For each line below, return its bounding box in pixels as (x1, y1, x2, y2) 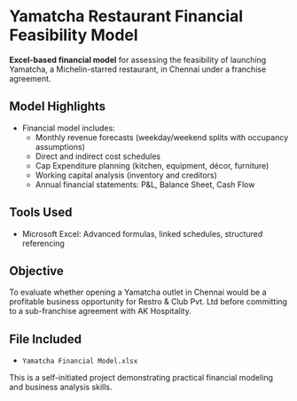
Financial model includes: (21, 122, 115, 133)
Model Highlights (9, 99, 106, 114)
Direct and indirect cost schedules (35, 151, 161, 161)
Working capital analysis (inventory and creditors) (35, 169, 217, 180)
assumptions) (35, 141, 86, 152)
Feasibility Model (9, 25, 139, 45)
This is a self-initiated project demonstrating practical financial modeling (9, 373, 273, 383)
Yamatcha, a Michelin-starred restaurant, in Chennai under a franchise (9, 64, 267, 75)
